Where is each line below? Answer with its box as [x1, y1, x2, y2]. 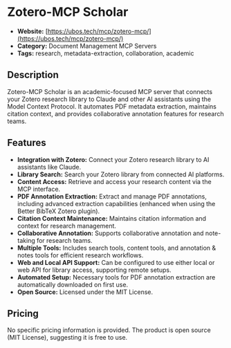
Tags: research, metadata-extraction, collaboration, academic [17, 49, 194, 57]
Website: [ [17, 27, 48, 35]
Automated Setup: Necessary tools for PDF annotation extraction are [17, 273, 216, 281]
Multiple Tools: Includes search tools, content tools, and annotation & [17, 244, 216, 252]
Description [7, 69, 59, 81]
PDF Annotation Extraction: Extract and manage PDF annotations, [17, 192, 207, 201]
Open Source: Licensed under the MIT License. [17, 288, 154, 296]
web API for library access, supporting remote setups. [17, 266, 172, 274]
